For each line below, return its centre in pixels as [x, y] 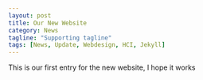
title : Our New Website [48, 23]
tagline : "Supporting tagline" [60, 38]
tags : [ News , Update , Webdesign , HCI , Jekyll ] [87, 45]
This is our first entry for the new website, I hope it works [102, 67]
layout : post [30, 15]
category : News [33, 30]
